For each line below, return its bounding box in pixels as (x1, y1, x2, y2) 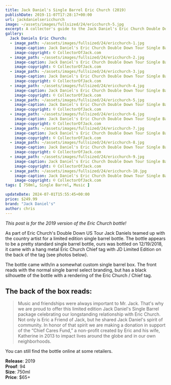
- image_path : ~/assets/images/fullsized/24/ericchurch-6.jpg (10, 112, 145, 117)
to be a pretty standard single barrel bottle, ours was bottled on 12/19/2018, (5, 240, 163, 247)
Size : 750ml (5, 369, 31, 375)
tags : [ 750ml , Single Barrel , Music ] (5, 183, 90, 188)
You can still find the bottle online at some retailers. (5, 348, 113, 354)
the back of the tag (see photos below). (5, 252, 88, 258)
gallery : (5, 31, 24, 36)
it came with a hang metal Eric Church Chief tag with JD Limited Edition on (5, 246, 161, 252)
